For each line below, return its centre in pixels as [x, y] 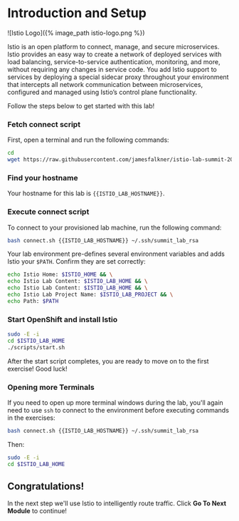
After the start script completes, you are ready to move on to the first [108, 361]
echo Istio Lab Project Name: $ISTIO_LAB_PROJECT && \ [90, 295]
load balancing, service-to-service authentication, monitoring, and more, [114, 61]
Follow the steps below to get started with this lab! [81, 105]
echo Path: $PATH [33, 301]
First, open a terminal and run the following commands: [88, 140]
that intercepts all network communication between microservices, [105, 84]
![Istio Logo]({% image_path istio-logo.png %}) [76, 33]
